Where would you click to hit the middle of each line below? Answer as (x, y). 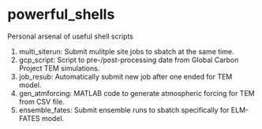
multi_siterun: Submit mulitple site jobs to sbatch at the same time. (126, 51)
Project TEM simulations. (59, 68)
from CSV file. (41, 101)
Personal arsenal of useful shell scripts (70, 36)
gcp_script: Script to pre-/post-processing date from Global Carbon (129, 60)
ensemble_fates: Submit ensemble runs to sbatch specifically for (124, 110)
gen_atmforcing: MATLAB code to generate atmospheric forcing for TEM (137, 93)
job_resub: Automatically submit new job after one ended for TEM (125, 76)
